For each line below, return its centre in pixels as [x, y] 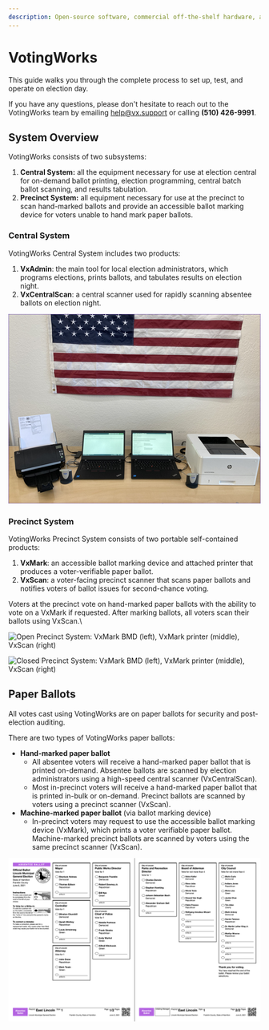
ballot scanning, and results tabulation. [84, 189]
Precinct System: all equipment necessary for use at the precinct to [132, 198]
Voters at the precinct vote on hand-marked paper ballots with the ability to [132, 604]
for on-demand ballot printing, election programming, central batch [130, 181]
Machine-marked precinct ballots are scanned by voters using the [141, 838]
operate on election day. [48, 88]
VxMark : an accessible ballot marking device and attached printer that [137, 563]
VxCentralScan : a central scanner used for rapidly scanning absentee [136, 294]
